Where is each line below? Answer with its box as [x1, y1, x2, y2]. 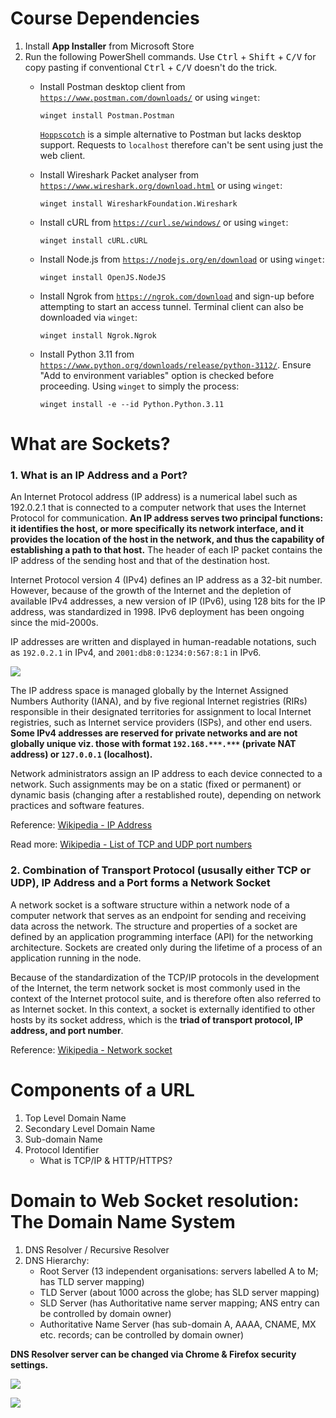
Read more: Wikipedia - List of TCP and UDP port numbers [10, 838, 253, 851]
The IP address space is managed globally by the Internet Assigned [10, 685, 289, 697]
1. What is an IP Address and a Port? [10, 468, 188, 482]
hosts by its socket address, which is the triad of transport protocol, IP [10, 1013, 304, 1026]
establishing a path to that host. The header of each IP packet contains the [10, 544, 323, 556]
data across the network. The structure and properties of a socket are [10, 920, 298, 932]
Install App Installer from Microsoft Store [24, 40, 195, 52]
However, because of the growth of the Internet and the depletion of [10, 585, 292, 597]
